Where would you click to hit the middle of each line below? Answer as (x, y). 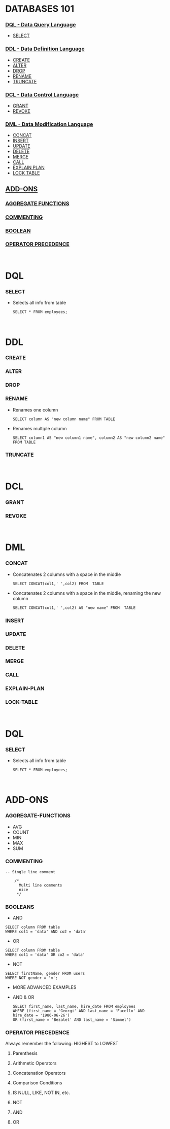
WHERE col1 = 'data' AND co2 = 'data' (46, 932)
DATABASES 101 (40, 9)
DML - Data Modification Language (49, 124)
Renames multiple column (40, 428)
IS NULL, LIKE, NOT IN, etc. (41, 1093)
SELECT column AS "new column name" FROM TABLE (64, 419)
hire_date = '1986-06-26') (41, 1015)
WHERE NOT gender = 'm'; (31, 978)
